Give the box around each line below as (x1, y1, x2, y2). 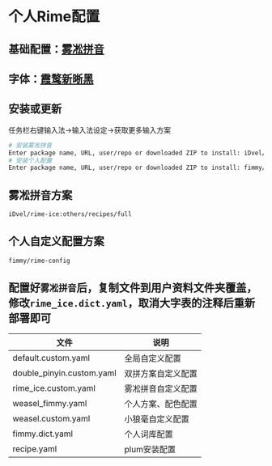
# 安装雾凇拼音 (8, 141, 53, 150)
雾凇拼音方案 (8, 188, 73, 202)
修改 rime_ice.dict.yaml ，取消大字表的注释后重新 (8, 296, 256, 310)
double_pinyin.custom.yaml (12, 367, 117, 379)
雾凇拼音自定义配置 (124, 383, 198, 395)
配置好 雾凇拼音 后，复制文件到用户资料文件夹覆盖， (8, 281, 257, 295)
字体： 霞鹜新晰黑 (8, 72, 94, 86)
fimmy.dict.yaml (12, 428, 74, 439)
